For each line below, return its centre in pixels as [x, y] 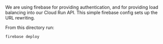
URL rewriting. [20, 18]
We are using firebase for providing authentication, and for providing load [82, 7]
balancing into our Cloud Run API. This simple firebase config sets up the [81, 12]
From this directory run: [30, 27]
